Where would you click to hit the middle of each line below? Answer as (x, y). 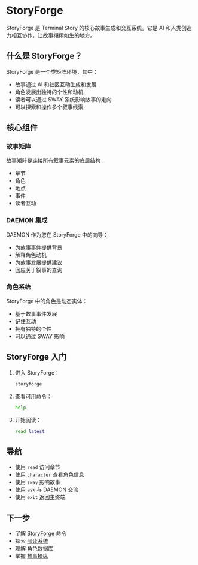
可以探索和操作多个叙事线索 (49, 107)
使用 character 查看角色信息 (50, 474)
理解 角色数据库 (34, 548)
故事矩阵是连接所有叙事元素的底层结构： (56, 160)
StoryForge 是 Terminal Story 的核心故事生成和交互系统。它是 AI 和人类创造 (99, 28)
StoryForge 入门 (36, 357)
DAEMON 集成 (27, 220)
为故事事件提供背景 (39, 247)
